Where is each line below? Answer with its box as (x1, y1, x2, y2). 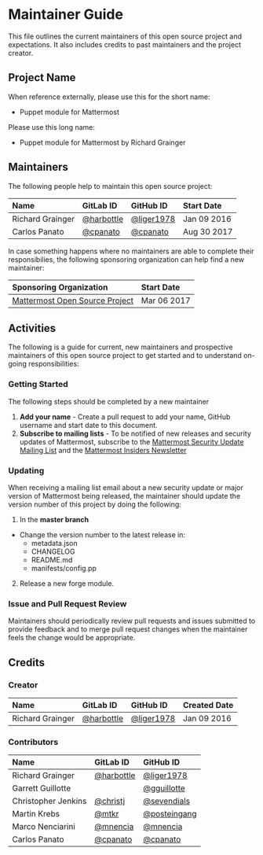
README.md (31, 555, 73, 564)
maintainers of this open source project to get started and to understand (8, 351, 242, 360)
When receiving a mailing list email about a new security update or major (8, 482, 243, 492)
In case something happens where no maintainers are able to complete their (8, 246, 254, 256)
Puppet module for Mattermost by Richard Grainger (19, 138, 186, 147)
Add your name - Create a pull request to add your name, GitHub (19, 411, 231, 422)
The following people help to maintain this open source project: (8, 181, 213, 190)
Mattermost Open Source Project (12, 295, 134, 306)
